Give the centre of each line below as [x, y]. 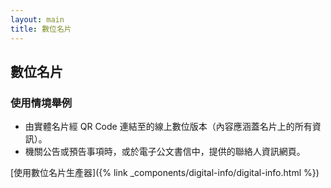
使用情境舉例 [41, 103]
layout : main [37, 19]
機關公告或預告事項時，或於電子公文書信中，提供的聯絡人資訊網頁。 [165, 152]
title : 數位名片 [41, 29]
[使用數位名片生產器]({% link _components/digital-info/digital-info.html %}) [165, 173]
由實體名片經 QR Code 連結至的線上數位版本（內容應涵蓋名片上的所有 [168, 127]
